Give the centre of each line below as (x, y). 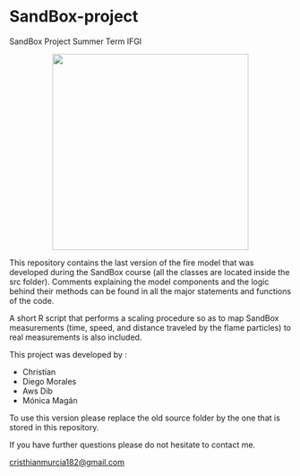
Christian (39, 372)
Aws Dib (38, 391)
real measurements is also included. (76, 337)
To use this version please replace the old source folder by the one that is (145, 418)
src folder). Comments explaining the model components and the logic (139, 281)
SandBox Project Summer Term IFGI (76, 41)
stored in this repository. (54, 427)
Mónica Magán (50, 400)
